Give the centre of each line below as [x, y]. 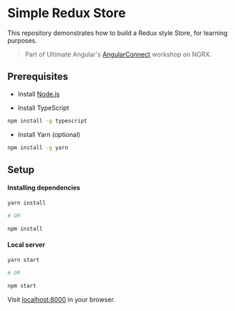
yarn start [23, 260]
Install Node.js [38, 93]
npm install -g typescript [47, 121]
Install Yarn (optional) [49, 134]
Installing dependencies [44, 188]
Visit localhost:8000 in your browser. [61, 299]
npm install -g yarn [38, 148]
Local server [26, 245]
